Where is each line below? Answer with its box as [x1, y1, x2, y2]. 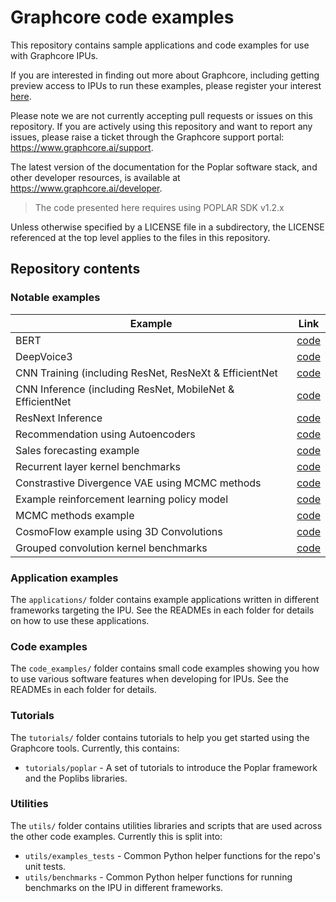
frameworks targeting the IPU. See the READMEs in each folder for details [10, 604, 315, 616]
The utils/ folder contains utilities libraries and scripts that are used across [10, 819, 323, 831]
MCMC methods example [15, 508, 135, 522]
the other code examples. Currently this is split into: [10, 830, 223, 842]
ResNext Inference [15, 411, 103, 425]
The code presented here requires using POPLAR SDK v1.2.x [34, 201, 285, 213]
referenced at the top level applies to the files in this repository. [10, 231, 271, 243]
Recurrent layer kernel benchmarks [15, 459, 181, 473]
